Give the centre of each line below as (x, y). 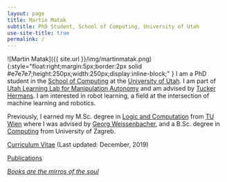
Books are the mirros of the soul (53, 172)
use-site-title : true (38, 33)
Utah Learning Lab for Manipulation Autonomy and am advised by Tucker (111, 89)
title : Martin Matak (37, 20)
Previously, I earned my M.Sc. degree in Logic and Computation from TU (111, 117)
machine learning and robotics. (52, 103)
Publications (25, 158)
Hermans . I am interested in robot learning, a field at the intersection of (108, 96)
